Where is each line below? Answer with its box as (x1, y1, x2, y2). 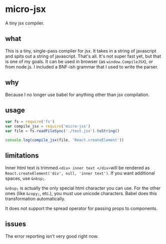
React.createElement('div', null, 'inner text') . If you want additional (5, 170, 155, 176)
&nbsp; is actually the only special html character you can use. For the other (5, 185, 161, 191)
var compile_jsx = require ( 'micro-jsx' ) (5, 124, 91, 129)
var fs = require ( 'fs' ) (5, 119, 55, 124)
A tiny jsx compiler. (5, 20, 44, 26)
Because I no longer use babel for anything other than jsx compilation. (5, 91, 150, 97)
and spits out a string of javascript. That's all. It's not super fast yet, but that (5, 53, 161, 59)
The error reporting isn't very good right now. (5, 233, 98, 239)
